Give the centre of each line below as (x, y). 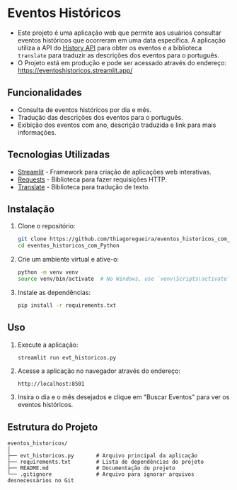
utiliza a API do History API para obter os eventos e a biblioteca (110, 48)
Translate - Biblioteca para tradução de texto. (84, 186)
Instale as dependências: (54, 292)
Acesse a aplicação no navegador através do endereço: (99, 371)
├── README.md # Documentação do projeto (91, 468)
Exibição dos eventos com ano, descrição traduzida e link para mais (117, 125)
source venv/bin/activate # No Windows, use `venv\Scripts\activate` (124, 279)
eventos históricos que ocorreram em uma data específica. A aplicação (122, 40)
